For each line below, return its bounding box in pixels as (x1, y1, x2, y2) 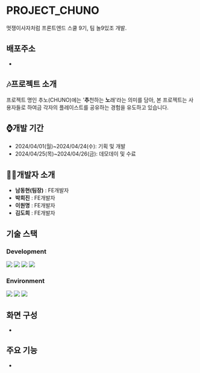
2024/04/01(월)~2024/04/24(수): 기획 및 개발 (14, 143, 126, 150)
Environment (6, 277, 45, 285)
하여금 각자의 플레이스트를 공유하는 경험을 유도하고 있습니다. (27, 104, 169, 111)
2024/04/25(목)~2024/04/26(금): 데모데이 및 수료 (14, 150, 137, 157)
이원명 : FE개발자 (14, 202, 55, 209)
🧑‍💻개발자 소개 (6, 169, 55, 180)
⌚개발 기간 (6, 123, 44, 133)
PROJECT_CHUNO (6, 4, 99, 17)
